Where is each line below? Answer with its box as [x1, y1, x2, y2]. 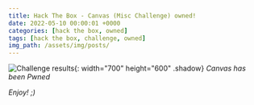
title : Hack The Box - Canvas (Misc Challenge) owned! [8, 11, 197, 20]
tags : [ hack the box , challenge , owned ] [8, 34, 147, 42]
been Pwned [8, 72, 51, 82]
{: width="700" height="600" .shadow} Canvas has [73, 63, 246, 73]
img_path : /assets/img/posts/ [8, 42, 110, 50]
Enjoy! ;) [8, 87, 36, 97]
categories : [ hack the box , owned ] [8, 26, 128, 34]
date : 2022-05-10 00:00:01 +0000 [8, 19, 121, 27]
